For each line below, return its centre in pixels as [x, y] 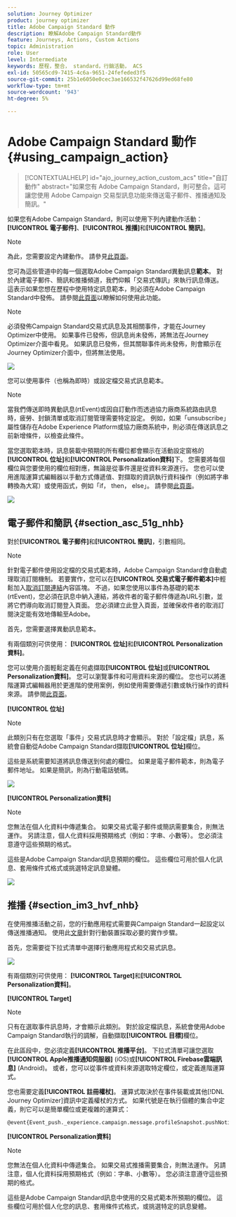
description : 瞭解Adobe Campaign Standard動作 [74, 33]
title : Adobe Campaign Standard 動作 [61, 27]
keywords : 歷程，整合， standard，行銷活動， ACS [75, 66]
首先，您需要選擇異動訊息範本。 [53, 629]
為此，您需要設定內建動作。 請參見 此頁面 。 [70, 256]
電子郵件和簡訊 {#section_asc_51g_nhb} [96, 523]
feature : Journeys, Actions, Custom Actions [73, 40]
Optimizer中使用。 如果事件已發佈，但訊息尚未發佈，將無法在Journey [108, 335]
